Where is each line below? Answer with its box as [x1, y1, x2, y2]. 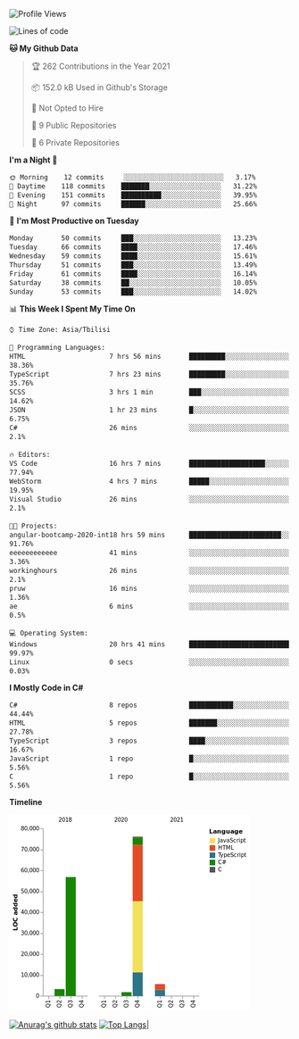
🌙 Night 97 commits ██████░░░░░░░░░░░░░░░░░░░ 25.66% [9, 200, 257, 209]
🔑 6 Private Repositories [30, 137, 120, 147]
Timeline [9, 797, 43, 807]
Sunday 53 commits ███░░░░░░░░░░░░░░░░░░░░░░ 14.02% [9, 287, 257, 296]
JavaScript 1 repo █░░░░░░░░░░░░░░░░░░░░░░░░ [9, 754, 290, 763]
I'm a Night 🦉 [9, 154, 58, 165]
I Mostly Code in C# [9, 683, 84, 693]
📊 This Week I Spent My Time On [9, 303, 136, 314]
